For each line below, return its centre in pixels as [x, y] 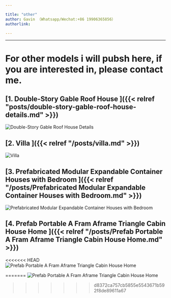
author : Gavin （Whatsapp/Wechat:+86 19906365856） [60, 19]
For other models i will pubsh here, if [84, 58]
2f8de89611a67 [110, 290]
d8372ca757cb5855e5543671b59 [129, 285]
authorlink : [18, 24]
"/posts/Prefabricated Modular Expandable [76, 188]
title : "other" [21, 14]
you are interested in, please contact [84, 69]
